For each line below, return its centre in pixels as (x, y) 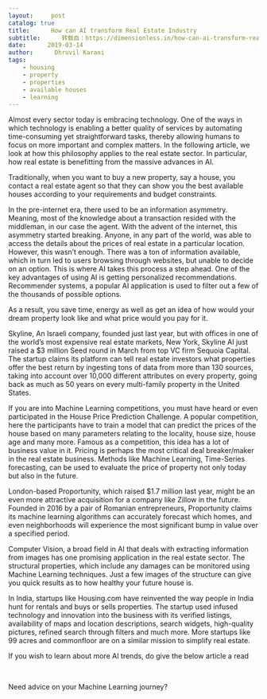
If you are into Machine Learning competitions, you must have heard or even (133, 408)
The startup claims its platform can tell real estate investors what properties (132, 359)
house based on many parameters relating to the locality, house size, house (132, 434)
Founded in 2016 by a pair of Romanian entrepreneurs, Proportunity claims (130, 508)
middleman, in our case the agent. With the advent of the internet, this (123, 227)
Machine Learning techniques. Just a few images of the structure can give (130, 575)
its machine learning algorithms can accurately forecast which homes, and (130, 517)
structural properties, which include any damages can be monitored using (129, 566)
